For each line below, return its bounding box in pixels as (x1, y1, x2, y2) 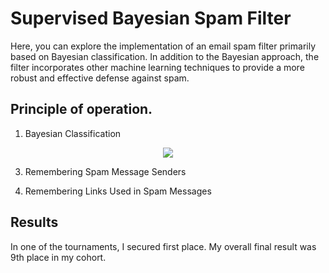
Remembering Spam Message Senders (24, 165, 187, 177)
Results (10, 214, 59, 231)
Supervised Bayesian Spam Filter (10, 7, 292, 30)
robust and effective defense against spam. (10, 72, 190, 84)
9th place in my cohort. (10, 251, 107, 263)
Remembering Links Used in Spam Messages (24, 185, 212, 197)
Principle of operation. (10, 101, 153, 118)
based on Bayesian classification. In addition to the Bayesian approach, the (10, 50, 320, 62)
